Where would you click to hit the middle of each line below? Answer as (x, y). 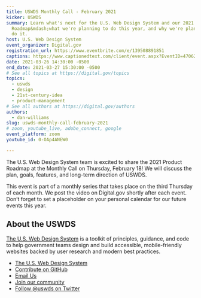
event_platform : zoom (33, 134)
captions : (19, 56)
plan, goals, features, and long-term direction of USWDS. (77, 175)
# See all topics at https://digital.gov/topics (68, 73)
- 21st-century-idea (37, 95)
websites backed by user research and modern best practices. (83, 251)
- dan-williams (31, 117)
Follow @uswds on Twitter (47, 288)
